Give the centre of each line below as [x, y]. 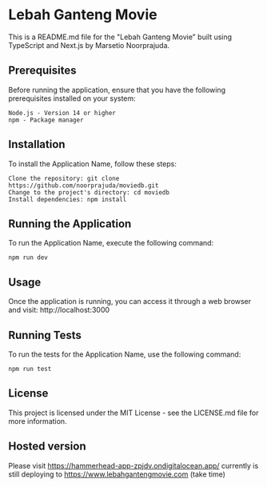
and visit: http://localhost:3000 [59, 310]
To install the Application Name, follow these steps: [93, 164]
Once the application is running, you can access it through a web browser [130, 301]
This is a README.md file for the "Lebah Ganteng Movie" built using [120, 37]
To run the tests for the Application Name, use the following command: [125, 354]
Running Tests [45, 335]
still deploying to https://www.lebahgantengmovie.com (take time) [117, 474]
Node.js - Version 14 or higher [62, 113]
